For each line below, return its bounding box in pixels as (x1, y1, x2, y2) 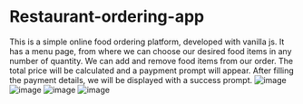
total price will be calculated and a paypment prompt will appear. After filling (9, 65, 295, 76)
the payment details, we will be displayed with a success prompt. (9, 74, 253, 85)
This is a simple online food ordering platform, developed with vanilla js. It (9, 36, 285, 47)
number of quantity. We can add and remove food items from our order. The (9, 55, 293, 66)
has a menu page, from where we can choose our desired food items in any (9, 45, 292, 56)
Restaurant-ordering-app (9, 6, 205, 27)
